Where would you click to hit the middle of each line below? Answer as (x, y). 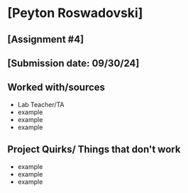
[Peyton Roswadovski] (75, 13)
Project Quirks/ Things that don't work (94, 149)
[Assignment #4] (46, 39)
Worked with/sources (56, 88)
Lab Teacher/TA (41, 104)
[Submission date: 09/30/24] (73, 63)
